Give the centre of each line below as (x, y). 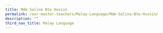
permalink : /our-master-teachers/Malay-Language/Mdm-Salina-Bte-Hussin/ (82, 14)
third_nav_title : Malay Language (40, 23)
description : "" (22, 18)
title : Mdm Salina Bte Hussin (36, 9)
